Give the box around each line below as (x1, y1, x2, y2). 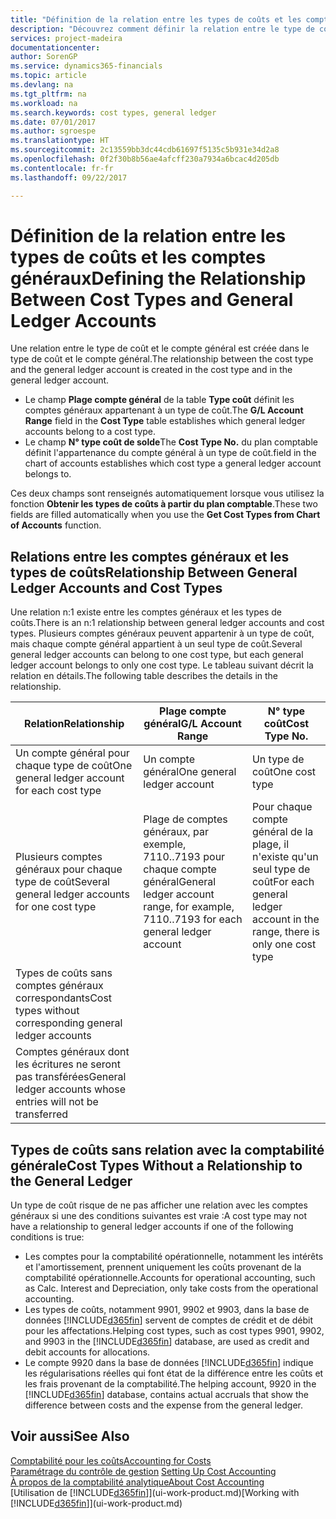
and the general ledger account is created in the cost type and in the (10, 364, 293, 376)
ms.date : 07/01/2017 (10, 117, 97, 127)
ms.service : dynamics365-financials (10, 61, 163, 71)
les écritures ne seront (15, 1057, 121, 1071)
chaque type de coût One (15, 759, 133, 773)
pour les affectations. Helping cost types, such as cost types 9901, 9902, (24, 1325, 325, 1337)
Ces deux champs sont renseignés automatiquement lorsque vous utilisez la (10, 487, 325, 500)
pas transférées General (15, 1070, 127, 1084)
